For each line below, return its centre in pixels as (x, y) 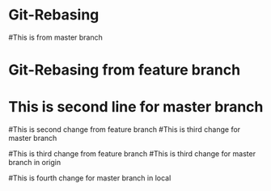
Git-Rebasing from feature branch (125, 70)
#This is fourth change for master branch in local (90, 178)
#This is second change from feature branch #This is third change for (125, 129)
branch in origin (35, 163)
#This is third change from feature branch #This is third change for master (132, 154)
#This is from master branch (56, 37)
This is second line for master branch (136, 107)
